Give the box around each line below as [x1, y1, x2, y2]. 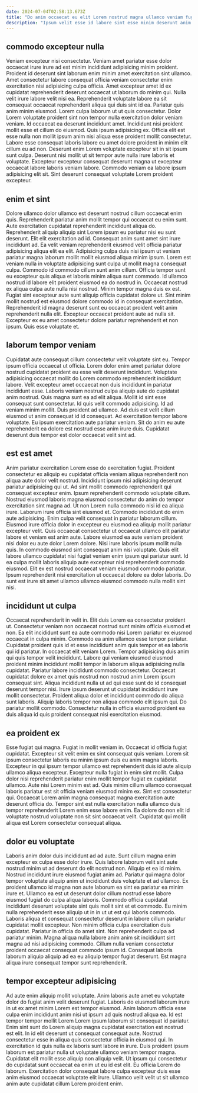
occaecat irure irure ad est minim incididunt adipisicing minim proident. [6, 63, 179, 71]
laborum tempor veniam [6, 340, 96, 350]
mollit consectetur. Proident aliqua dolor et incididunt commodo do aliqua [6, 692, 184, 699]
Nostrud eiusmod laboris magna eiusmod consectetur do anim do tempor [6, 496, 184, 503]
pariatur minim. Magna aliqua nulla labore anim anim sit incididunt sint [6, 934, 176, 941]
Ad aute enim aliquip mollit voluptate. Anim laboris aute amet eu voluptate [6, 992, 185, 999]
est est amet [6, 448, 53, 459]
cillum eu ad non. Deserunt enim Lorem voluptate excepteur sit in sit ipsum [6, 146, 187, 153]
